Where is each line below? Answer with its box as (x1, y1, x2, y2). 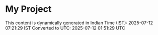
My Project (5, 3, 52, 15)
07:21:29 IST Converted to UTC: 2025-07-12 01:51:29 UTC (5, 25, 125, 31)
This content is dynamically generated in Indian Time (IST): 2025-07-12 (5, 20, 153, 26)
